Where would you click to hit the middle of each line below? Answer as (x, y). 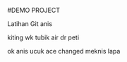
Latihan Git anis (30, 24)
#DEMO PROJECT (34, 10)
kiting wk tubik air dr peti (43, 37)
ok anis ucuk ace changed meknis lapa (64, 51)
